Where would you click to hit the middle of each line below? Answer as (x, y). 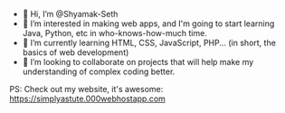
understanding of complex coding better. (99, 71)
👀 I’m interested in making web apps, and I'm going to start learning (148, 24)
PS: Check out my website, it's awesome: (86, 89)
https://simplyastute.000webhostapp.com (87, 99)
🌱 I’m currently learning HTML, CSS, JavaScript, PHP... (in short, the (149, 42)
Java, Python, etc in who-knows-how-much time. (115, 33)
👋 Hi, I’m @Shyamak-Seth (70, 14)
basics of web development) (76, 52)
